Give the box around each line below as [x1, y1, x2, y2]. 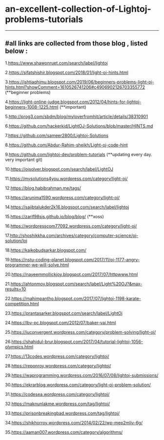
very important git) [5, 157, 43, 162]
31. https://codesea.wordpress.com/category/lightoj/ [5, 391, 110, 397]
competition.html [5, 301, 39, 306]
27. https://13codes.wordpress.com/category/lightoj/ [5, 353, 109, 359]
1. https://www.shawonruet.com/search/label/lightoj [5, 60, 108, 66]
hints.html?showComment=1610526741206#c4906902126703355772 [5, 84, 145, 90]
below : [5, 47, 28, 55]
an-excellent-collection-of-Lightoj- [5, 3, 151, 15]
